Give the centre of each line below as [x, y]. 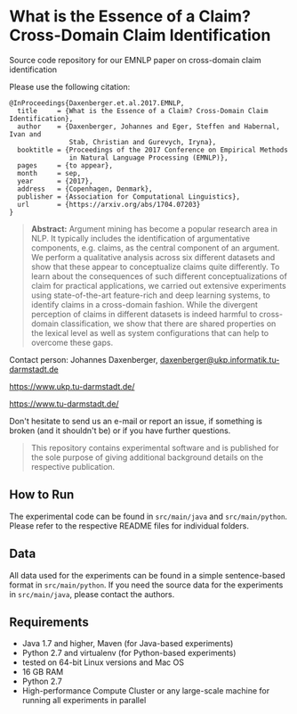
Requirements [49, 622]
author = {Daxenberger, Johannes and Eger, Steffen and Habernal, [148, 127]
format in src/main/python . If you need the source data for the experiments [146, 585]
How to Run [42, 495]
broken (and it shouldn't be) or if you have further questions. [120, 431]
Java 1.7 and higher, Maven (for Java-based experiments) [128, 644]
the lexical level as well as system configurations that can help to [150, 332]
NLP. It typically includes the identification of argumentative [140, 238]
